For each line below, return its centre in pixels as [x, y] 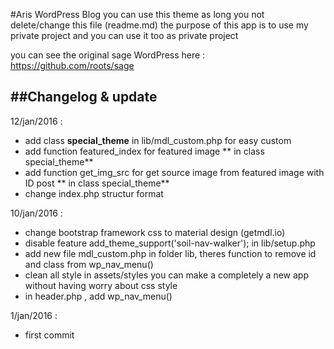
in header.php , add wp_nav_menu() [98, 296]
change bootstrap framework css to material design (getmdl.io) [155, 232]
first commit [49, 335]
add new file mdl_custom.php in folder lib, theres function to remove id [170, 253]
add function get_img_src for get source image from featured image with [174, 172]
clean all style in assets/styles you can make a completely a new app [166, 275]
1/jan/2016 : [34, 315]
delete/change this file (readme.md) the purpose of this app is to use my [159, 25]
